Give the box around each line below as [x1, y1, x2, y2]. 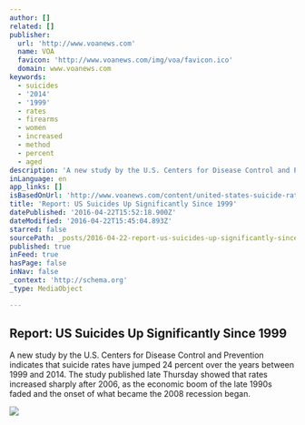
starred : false [9, 225, 67, 234]
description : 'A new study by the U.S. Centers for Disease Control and [9, 166, 290, 175]
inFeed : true [9, 250, 59, 259]
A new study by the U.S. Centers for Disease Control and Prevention [9, 349, 265, 360]
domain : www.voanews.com [17, 65, 112, 74]
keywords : [9, 73, 47, 82]
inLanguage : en [9, 174, 67, 183]
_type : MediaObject [9, 284, 84, 293]
